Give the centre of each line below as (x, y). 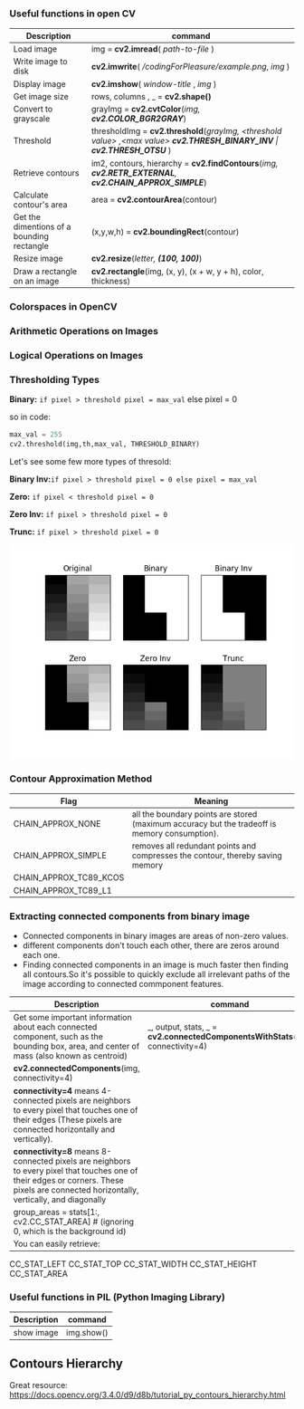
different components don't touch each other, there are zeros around (151, 945)
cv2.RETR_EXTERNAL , (134, 173)
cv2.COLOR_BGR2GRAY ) (139, 119)
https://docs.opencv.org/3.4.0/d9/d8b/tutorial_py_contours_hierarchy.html (148, 1395)
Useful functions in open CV (73, 14)
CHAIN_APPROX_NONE (57, 823)
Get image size (41, 96)
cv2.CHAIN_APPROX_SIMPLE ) (149, 182)
